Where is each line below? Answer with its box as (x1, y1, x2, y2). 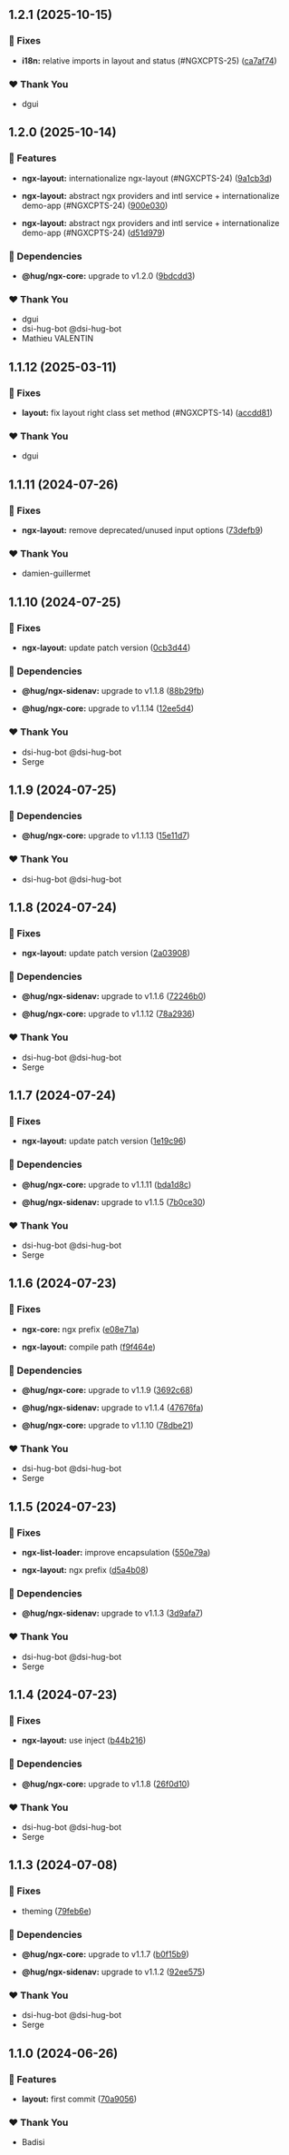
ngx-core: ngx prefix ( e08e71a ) (21, 1323, 140, 1334)
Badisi (21, 2137, 45, 2148)
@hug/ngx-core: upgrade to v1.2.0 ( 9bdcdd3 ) (21, 270, 196, 281)
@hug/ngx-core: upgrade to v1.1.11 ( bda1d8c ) (21, 1179, 192, 1190)
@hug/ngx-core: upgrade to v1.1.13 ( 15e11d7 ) (21, 830, 190, 841)
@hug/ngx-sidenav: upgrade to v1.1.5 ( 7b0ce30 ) (21, 1196, 206, 1207)
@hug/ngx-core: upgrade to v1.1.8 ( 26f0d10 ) (21, 1778, 190, 1789)
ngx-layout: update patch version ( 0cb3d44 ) (21, 642, 191, 653)
